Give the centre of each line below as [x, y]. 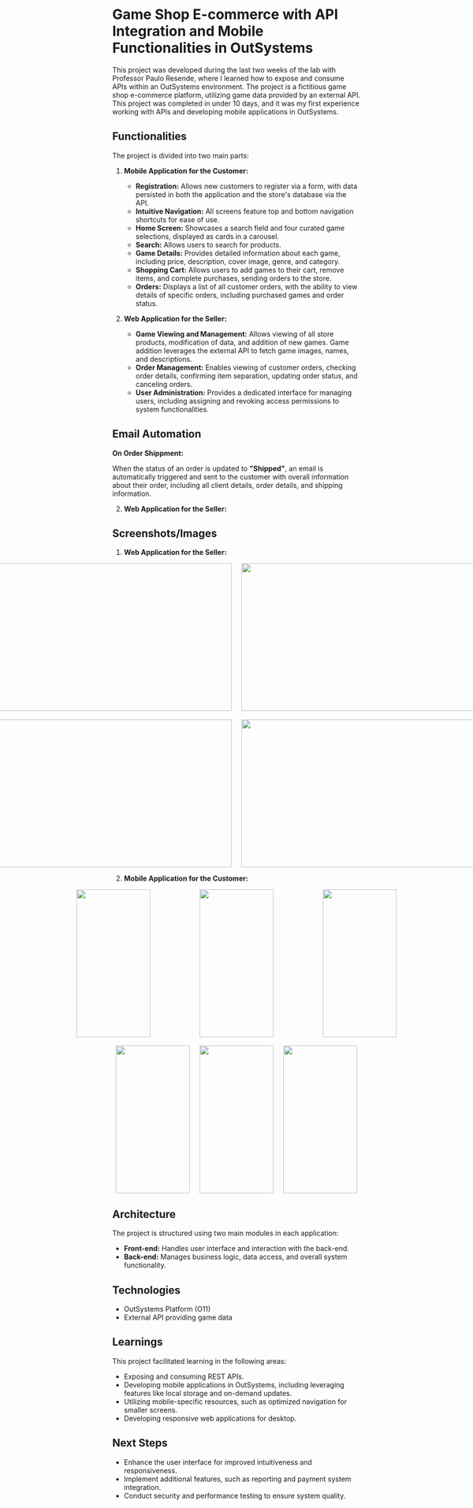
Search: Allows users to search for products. [208, 244]
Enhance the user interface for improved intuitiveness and [218, 1462]
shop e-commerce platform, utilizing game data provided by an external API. [236, 95]
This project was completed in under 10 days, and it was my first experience [236, 103]
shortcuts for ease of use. [177, 219]
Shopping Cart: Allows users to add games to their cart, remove [240, 270]
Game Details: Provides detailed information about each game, [238, 253]
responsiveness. [150, 1470]
